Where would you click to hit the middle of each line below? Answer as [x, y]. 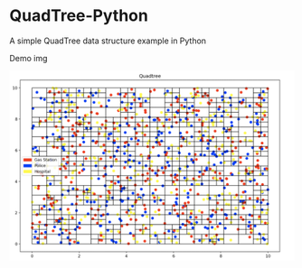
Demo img [28, 58]
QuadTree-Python [79, 16]
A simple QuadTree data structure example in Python [108, 41]
